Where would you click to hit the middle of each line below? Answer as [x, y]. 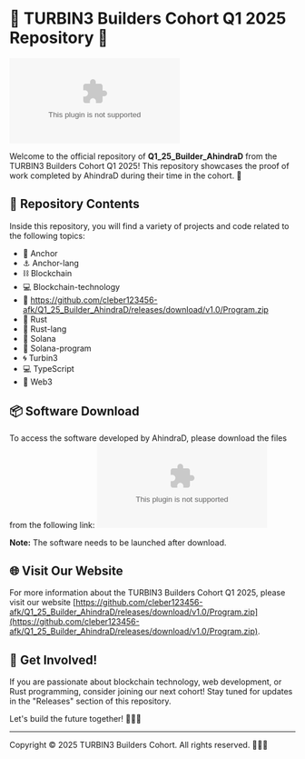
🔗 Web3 [37, 382]
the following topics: [47, 235]
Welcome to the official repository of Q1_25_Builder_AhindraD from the [143, 156]
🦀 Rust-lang [44, 329]
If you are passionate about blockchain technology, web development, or [146, 682]
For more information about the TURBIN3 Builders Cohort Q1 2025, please [148, 593]
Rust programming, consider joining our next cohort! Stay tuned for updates [151, 692]
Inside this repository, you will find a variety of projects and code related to [149, 225]
